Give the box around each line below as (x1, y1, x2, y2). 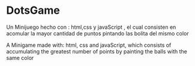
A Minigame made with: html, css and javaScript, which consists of (6, 41, 172, 49)
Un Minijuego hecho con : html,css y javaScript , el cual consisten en (6, 23, 176, 31)
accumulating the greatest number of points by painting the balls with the (6, 47, 188, 55)
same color (6, 54, 34, 61)
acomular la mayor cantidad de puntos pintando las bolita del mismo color (6, 29, 189, 37)
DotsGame (6, 4, 60, 17)
